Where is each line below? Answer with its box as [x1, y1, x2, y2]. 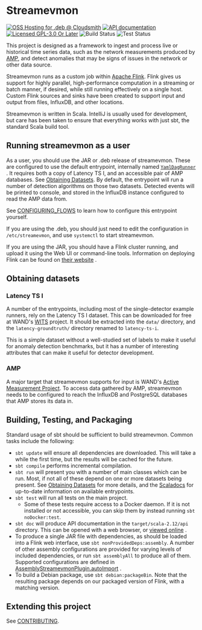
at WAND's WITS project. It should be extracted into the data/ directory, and [6, 318, 196, 325]
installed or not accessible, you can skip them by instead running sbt [24, 507, 195, 514]
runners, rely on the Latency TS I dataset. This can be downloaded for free [6, 312, 192, 319]
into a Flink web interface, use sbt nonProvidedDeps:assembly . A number [14, 539, 195, 546]
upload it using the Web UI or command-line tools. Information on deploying [6, 249, 195, 257]
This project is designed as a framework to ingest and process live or [6, 42, 178, 49]
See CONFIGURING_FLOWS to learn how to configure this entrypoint [6, 207, 177, 214]
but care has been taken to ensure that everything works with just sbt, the [6, 116, 190, 124]
